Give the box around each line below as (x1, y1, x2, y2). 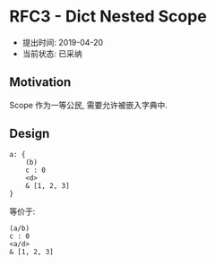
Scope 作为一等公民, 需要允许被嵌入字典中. (9, 99, 168, 110)
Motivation (9, 74, 72, 90)
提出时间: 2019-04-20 (22, 37, 104, 47)
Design (9, 126, 50, 141)
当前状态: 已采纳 (22, 47, 82, 59)
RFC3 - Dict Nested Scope (9, 6, 208, 27)
